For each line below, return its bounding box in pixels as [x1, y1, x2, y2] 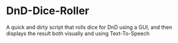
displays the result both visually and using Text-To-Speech [6, 29, 150, 37]
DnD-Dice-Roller [6, 4, 90, 18]
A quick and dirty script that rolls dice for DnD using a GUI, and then [6, 24, 173, 31]
